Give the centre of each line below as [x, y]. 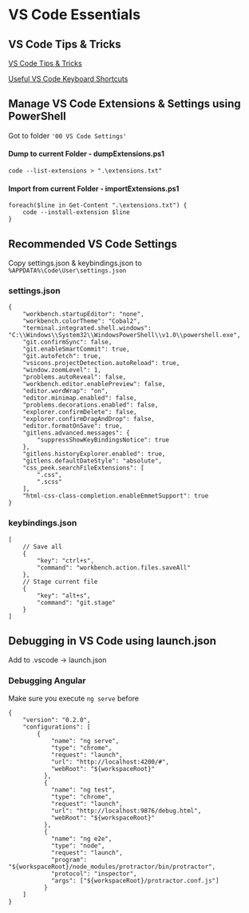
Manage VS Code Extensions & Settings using [125, 104]
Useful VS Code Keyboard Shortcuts [68, 79]
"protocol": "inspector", [94, 873]
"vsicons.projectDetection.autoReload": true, [101, 363]
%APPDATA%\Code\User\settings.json [67, 271]
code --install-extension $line [76, 212]
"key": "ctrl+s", [65, 561]
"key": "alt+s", [64, 595]
